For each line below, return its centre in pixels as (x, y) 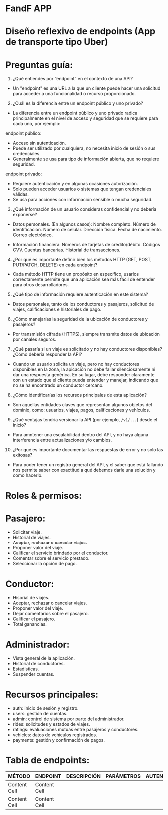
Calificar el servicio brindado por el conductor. (61, 553)
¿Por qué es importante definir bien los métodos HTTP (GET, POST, (82, 260)
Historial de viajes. (32, 538)
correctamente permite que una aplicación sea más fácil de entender (84, 279)
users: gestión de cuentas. (40, 714)
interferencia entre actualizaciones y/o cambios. (62, 440)
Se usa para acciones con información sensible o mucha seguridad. (83, 200)
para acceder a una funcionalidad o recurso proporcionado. (74, 94)
